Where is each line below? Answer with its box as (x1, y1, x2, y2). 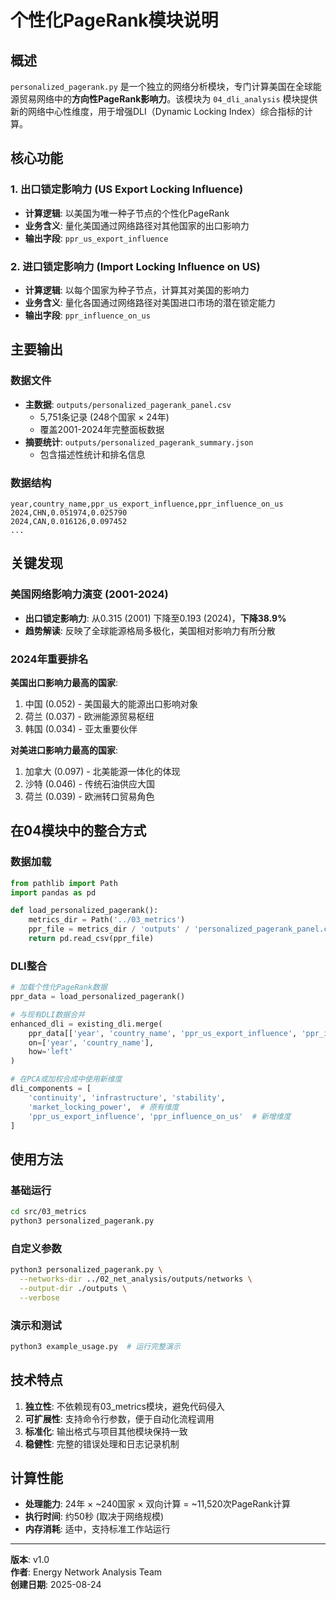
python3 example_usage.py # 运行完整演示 (10, 1341, 181, 1351)
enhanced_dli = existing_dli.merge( (10, 1019, 163, 1029)
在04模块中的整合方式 (10, 822, 147, 840)
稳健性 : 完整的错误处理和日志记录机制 (24, 1437, 180, 1450)
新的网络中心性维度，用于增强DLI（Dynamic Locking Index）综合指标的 (10, 106, 305, 117)
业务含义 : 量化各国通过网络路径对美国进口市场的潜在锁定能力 (24, 296, 276, 308)
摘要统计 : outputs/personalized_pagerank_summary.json (24, 436, 254, 448)
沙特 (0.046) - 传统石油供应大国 (24, 777, 155, 790)
